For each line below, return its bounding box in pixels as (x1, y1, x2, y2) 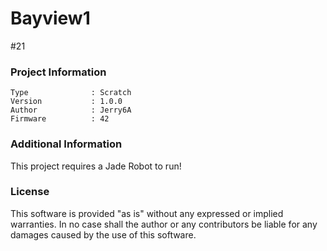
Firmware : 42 (10, 114, 110, 124)
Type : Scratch (10, 88, 132, 98)
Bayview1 (10, 7, 91, 30)
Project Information (10, 65, 107, 79)
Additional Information (10, 137, 123, 151)
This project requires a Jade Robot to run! (10, 160, 182, 172)
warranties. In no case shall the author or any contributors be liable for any (10, 218, 318, 230)
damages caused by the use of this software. (10, 228, 197, 241)
